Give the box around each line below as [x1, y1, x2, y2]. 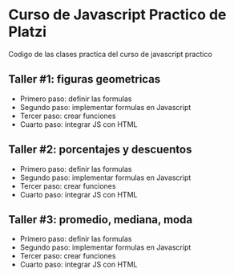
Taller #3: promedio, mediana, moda [8, 213, 193, 226]
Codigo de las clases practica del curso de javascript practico [8, 49, 212, 59]
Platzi [8, 22, 46, 41]
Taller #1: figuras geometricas [8, 72, 161, 86]
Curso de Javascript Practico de [8, 6, 227, 24]
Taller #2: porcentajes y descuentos [8, 143, 192, 157]
